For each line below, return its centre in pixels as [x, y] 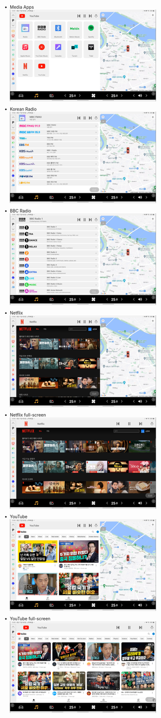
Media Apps [22, 7]
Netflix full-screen [28, 414]
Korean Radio [23, 109]
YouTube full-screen [30, 618]
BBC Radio [20, 211]
